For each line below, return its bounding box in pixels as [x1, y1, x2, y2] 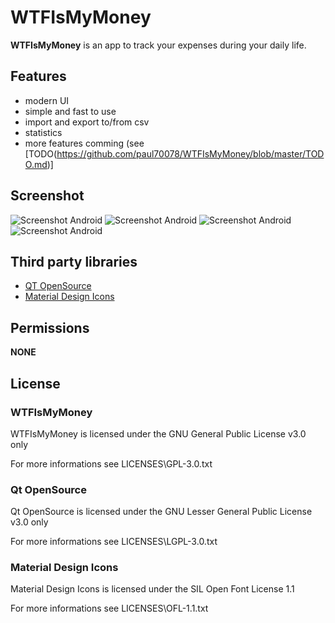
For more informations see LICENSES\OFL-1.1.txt [10, 602, 209, 615]
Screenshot [10, 187, 85, 205]
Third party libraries [10, 253, 138, 270]
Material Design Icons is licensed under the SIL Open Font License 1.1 [10, 583, 295, 595]
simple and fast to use [24, 105, 117, 117]
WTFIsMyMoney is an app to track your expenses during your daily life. [10, 39, 307, 51]
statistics [24, 126, 63, 138]
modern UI [24, 94, 70, 106]
